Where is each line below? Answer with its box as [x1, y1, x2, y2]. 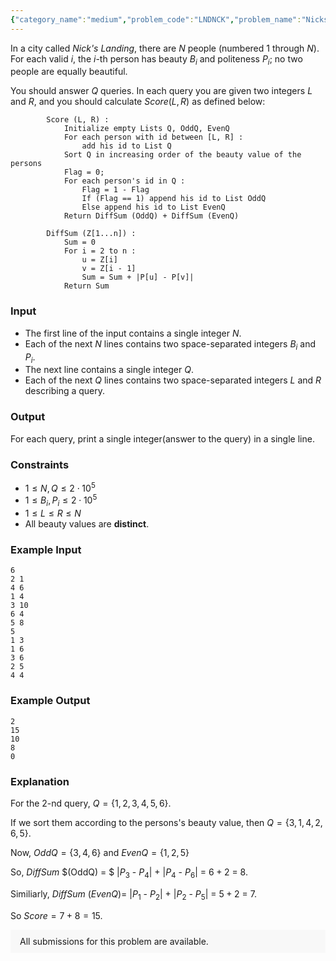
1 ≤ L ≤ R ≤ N [24, 507, 82, 520]
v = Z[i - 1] [81, 264, 137, 274]
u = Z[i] [81, 255, 118, 265]
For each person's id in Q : [63, 176, 186, 186]
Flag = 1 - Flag [81, 185, 150, 195]
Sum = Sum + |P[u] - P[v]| [81, 272, 195, 283]
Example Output [10, 694, 91, 708]
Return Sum [63, 281, 110, 291]
